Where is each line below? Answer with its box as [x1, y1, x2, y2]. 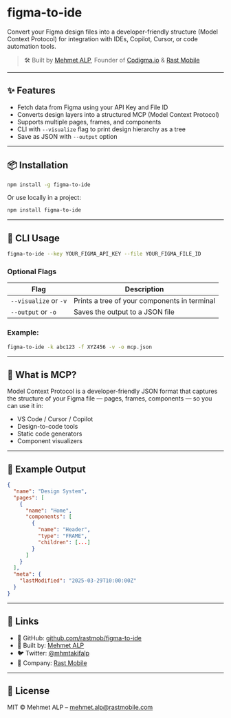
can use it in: [7, 402, 43, 410]
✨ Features [7, 85, 56, 97]
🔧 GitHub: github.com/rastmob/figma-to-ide [16, 633, 142, 642]
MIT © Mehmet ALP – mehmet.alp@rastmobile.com [7, 703, 153, 712]
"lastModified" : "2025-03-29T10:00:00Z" [19, 577, 137, 585]
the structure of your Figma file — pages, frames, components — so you [7, 394, 212, 403]
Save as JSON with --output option [16, 132, 118, 140]
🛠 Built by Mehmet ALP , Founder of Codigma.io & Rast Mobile [23, 56, 200, 64]
